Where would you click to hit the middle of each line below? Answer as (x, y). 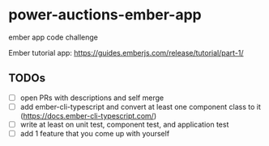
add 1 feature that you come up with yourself (95, 133)
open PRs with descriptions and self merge (92, 98)
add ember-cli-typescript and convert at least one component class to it (141, 106)
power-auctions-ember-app (105, 15)
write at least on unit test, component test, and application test (124, 124)
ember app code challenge (53, 37)
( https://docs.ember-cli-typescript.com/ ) (88, 115)
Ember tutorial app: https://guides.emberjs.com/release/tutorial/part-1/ (126, 52)
